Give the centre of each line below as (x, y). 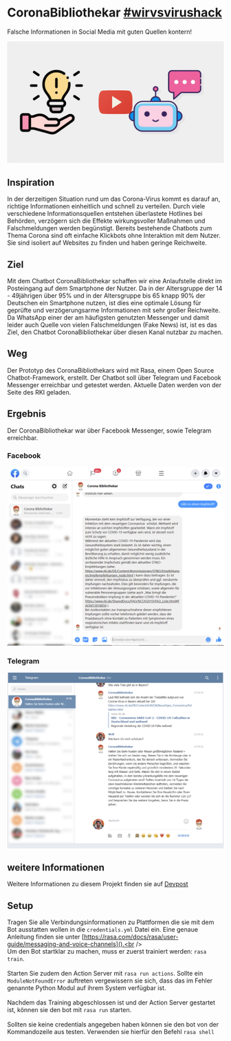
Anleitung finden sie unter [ (46, 937)
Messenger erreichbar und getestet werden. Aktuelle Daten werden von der (114, 385)
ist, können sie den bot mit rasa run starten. (69, 1010)
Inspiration (31, 183)
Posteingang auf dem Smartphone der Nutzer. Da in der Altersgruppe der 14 (115, 288)
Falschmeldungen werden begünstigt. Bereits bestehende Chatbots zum (110, 228)
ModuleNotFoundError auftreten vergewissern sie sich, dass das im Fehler (110, 980)
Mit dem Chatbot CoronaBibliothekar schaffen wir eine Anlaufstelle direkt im (114, 281)
